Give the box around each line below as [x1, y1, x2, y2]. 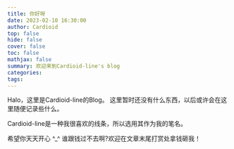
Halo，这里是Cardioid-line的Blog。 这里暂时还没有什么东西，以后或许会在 [7, 96, 221, 104]
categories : [7, 69, 42, 76]
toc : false [7, 50, 39, 57]
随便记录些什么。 [13, 105, 63, 113]
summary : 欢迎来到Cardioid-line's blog [7, 63, 121, 70]
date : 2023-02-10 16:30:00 [7, 17, 87, 24]
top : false [7, 30, 39, 37]
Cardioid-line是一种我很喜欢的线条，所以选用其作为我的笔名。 [7, 119, 187, 128]
